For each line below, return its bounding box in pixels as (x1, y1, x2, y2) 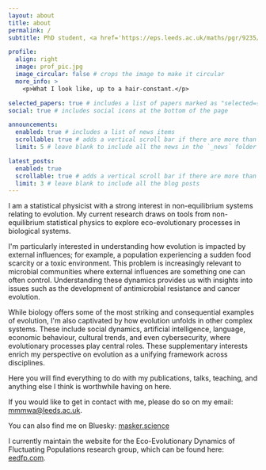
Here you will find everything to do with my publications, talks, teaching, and (8, 373, 258, 383)
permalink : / (8, 26, 51, 34)
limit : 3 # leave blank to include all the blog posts (15, 179, 200, 187)
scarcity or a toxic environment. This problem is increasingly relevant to (8, 258, 241, 268)
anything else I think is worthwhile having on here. (8, 382, 172, 392)
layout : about (8, 11, 55, 20)
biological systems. (8, 227, 71, 236)
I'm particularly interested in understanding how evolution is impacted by (8, 242, 246, 251)
